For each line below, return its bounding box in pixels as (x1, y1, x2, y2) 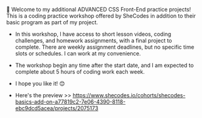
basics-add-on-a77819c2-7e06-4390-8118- (15, 98, 126, 105)
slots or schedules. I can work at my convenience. (15, 50, 141, 57)
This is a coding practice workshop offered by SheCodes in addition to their (6, 12, 196, 19)
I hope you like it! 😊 (15, 80, 65, 87)
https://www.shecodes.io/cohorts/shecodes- (72, 92, 186, 99)
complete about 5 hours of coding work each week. (15, 68, 145, 75)
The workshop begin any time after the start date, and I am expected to (15, 61, 194, 69)
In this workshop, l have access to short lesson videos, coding (15, 30, 172, 38)
